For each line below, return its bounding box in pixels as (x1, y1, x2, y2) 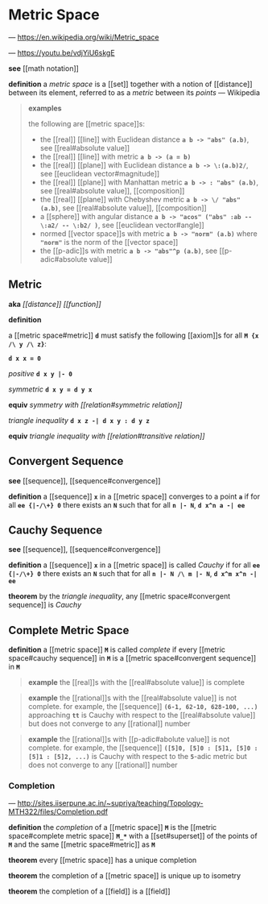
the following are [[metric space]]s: (27, 118, 146, 128)
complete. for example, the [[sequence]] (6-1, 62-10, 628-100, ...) (27, 702, 258, 711)
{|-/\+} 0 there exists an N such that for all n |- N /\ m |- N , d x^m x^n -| (8, 569, 258, 578)
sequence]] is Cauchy (8, 600, 82, 610)
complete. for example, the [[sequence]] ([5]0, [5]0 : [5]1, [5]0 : (27, 743, 258, 753)
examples (27, 103, 62, 113)
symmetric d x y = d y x (8, 384, 93, 394)
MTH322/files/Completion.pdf (8, 807, 109, 817)
